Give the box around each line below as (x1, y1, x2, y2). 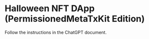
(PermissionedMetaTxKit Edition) (4, 13, 145, 24)
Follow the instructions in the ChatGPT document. (4, 29, 107, 35)
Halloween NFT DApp (4, 3, 95, 14)
